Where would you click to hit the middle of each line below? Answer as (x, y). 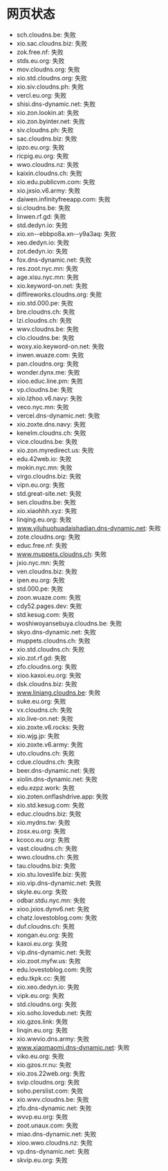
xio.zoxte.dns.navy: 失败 (51, 424)
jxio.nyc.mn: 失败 (40, 562)
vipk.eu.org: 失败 (40, 995)
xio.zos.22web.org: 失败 (51, 1073)
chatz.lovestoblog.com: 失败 (57, 918)
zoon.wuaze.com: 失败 (49, 597)
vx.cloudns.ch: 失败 (44, 710)
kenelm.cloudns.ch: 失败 (52, 433)
